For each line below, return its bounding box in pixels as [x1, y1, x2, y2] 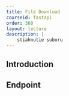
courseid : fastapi [6, 14, 52, 21]
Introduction [6, 59, 54, 69]
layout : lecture [6, 25, 47, 32]
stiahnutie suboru [17, 37, 63, 43]
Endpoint [6, 80, 41, 90]
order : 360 [6, 20, 34, 26]
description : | [6, 31, 44, 37]
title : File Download [6, 8, 61, 15]
